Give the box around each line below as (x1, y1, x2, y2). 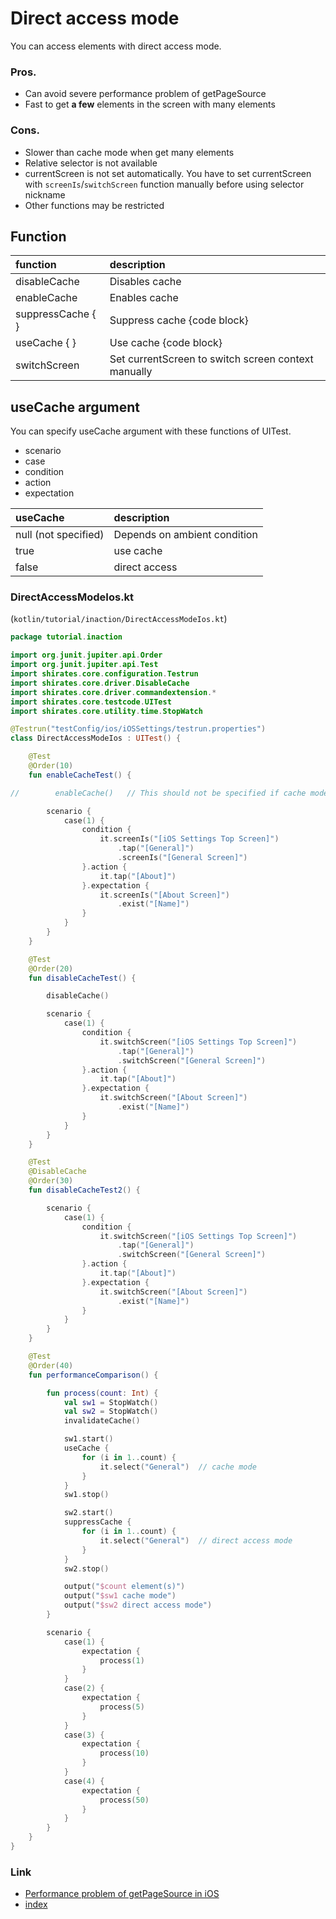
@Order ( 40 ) (28, 1360, 74, 1371)
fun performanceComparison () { (28, 1370, 159, 1380)
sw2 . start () (63, 1508, 114, 1518)
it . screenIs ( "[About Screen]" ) (99, 890, 230, 900)
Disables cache (109, 275, 182, 289)
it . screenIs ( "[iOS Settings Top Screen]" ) (99, 834, 280, 844)
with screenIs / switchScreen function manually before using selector (24, 178, 305, 190)
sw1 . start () (63, 1434, 114, 1444)
